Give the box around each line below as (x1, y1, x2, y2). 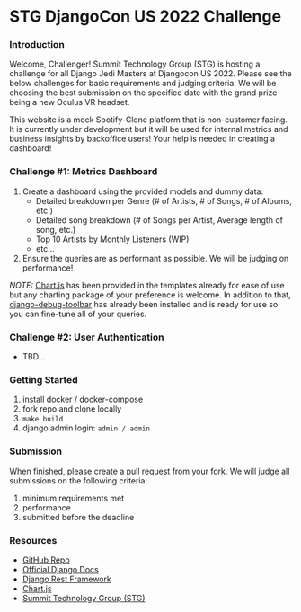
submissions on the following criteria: (9, 475, 148, 486)
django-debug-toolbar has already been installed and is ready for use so (9, 298, 279, 309)
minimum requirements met (22, 492, 124, 503)
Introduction (9, 39, 65, 51)
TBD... (22, 351, 46, 362)
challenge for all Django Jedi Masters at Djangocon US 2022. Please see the (9, 68, 292, 79)
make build (22, 415, 64, 424)
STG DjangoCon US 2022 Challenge (9, 6, 281, 27)
